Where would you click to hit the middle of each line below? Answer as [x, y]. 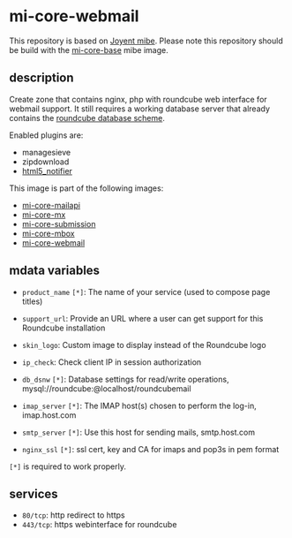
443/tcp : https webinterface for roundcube [99, 525]
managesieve [46, 152]
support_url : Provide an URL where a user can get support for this [142, 318]
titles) [32, 301]
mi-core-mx [44, 215]
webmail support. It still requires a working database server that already [140, 109]
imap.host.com [49, 415]
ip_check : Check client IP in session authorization [112, 362]
